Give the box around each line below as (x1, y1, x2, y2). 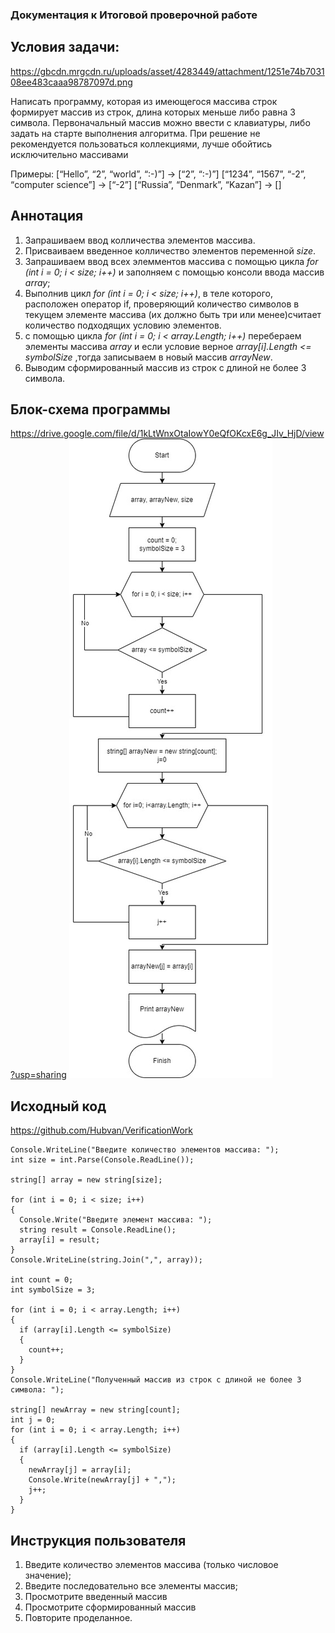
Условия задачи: (10, 39, 120, 56)
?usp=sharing (10, 1069, 67, 1081)
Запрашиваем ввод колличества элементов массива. (24, 234, 256, 246)
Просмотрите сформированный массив (24, 1601, 197, 1613)
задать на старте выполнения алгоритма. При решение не (10, 127, 261, 139)
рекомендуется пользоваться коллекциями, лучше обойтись (10, 138, 273, 150)
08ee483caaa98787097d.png (10, 76, 133, 88)
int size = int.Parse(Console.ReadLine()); (10, 1155, 195, 1165)
